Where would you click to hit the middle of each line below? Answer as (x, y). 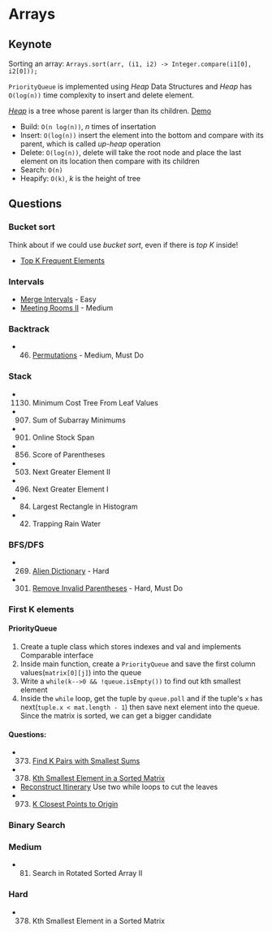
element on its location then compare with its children (110, 161)
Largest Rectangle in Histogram (85, 506)
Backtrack (29, 328)
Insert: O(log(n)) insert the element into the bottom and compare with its (142, 135)
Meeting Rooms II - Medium (67, 308)
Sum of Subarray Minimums (79, 420)
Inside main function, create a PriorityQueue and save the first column (138, 664)
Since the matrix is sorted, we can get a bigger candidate (116, 715)
